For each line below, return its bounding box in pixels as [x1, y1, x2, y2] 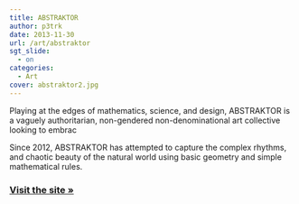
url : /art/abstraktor [9, 38, 91, 48]
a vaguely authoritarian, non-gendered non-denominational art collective [9, 115, 281, 125]
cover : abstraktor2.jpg [9, 80, 99, 89]
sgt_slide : [9, 47, 51, 56]
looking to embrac [9, 124, 77, 135]
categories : [9, 64, 54, 73]
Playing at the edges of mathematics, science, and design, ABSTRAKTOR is [9, 105, 291, 116]
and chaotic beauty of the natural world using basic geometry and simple [9, 151, 283, 162]
